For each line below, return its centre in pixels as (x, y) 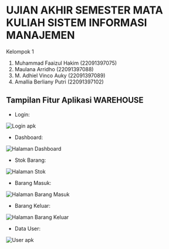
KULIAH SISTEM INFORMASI (77, 23)
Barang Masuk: (33, 182)
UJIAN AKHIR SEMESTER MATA (84, 10)
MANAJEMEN (40, 35)
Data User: (28, 228)
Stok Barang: (30, 160)
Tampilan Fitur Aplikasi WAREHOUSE (75, 100)
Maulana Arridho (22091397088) (54, 69)
